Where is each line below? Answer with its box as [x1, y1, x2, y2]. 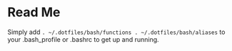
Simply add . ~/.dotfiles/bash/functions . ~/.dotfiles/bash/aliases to [7, 28, 226, 36]
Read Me [7, 4, 61, 21]
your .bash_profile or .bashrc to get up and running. [7, 35, 159, 43]
